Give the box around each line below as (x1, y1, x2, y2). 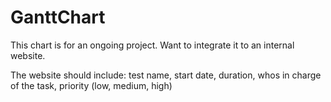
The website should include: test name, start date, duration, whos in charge (10, 69, 322, 81)
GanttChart (10, 6, 106, 29)
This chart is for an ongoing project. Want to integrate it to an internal (10, 39, 295, 51)
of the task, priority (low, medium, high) (10, 79, 173, 91)
